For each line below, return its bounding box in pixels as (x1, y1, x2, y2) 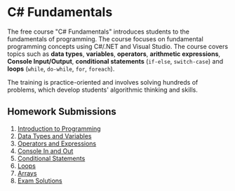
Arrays (17, 169, 37, 177)
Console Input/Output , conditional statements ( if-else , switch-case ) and (7, 57, 224, 65)
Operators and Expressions (17, 139, 97, 148)
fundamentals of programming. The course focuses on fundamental (7, 34, 203, 43)
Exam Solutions (17, 176, 62, 185)
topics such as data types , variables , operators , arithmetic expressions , (7, 50, 221, 58)
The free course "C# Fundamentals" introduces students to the (7, 27, 189, 36)
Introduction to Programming (17, 124, 101, 133)
